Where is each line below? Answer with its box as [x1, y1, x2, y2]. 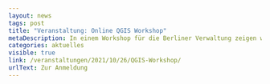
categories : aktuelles [8, 42, 84, 50]
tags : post [8, 19, 45, 27]
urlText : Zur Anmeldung [8, 64, 88, 72]
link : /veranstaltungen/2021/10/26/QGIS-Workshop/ [8, 57, 182, 65]
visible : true [8, 49, 56, 57]
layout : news [8, 11, 52, 20]
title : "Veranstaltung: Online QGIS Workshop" [8, 26, 167, 34]
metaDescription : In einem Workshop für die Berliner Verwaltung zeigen [8, 34, 257, 42]
